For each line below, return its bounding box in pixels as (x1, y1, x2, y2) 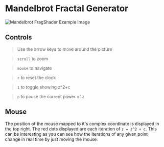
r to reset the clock (17, 74, 56, 81)
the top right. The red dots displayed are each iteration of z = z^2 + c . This (5, 126, 157, 132)
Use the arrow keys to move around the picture (17, 46, 113, 52)
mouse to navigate (17, 65, 52, 71)
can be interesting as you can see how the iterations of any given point (5, 131, 148, 137)
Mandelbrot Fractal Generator (5, 3, 129, 14)
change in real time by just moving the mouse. (5, 136, 98, 142)
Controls (5, 33, 32, 42)
